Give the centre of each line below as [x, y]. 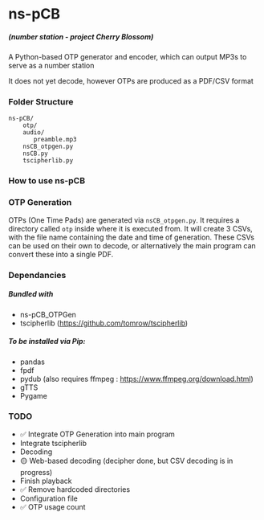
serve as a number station [51, 66]
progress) [36, 472]
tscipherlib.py [48, 161]
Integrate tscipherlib [53, 443]
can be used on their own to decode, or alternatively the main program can [132, 245]
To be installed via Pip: [47, 342]
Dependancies [37, 275]
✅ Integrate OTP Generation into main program [97, 434]
